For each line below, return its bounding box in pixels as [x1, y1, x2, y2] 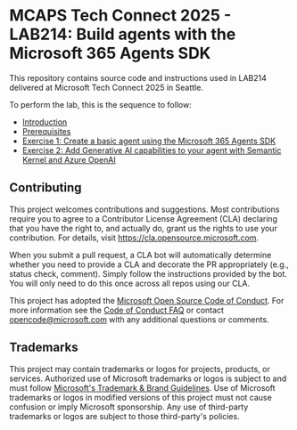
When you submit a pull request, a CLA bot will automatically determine [9, 249, 272, 260]
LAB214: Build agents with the [9, 24, 236, 45]
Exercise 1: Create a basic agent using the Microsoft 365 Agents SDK [21, 135, 276, 146]
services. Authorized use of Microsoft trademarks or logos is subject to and [9, 373, 287, 384]
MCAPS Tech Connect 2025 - [9, 5, 232, 26]
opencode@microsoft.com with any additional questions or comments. [9, 313, 269, 325]
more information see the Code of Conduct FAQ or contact [9, 304, 225, 315]
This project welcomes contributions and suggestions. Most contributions [9, 204, 280, 215]
